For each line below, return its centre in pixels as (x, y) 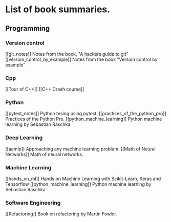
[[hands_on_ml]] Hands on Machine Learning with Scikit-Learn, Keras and (83, 179)
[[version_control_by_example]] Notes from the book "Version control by (81, 59)
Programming (28, 28)
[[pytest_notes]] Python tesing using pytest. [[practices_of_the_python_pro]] (86, 114)
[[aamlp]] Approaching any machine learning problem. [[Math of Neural (81, 149)
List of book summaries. (58, 9)
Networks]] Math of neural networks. (44, 154)
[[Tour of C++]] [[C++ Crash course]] (45, 89)
